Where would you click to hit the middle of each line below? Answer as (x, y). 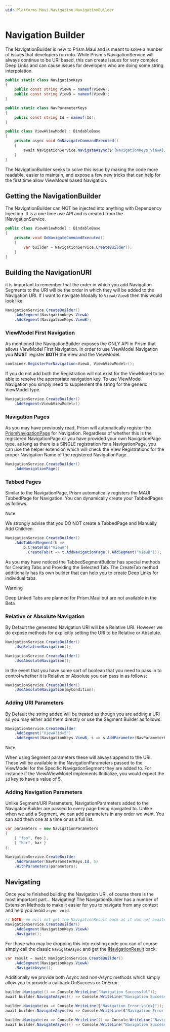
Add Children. (20, 529)
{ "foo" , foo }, (32, 838)
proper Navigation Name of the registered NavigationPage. (67, 455)
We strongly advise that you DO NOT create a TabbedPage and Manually (81, 523)
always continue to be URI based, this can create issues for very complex (82, 60)
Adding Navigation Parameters (44, 792)
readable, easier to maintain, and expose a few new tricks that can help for (83, 175)
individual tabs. (21, 578)
